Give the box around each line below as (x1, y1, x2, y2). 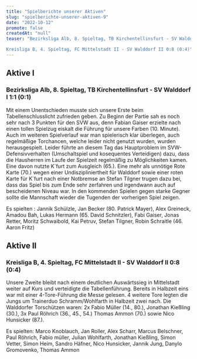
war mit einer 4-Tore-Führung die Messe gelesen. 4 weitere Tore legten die (6, 292, 188, 299)
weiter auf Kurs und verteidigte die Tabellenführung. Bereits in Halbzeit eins (6, 285, 189, 292)
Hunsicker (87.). (6, 316, 45, 323)
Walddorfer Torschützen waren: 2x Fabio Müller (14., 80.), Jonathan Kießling (6, 304, 191, 311)
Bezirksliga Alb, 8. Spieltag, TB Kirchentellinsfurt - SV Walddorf (6, 86, 191, 94)
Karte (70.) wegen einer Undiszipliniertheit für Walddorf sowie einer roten (6, 168, 184, 176)
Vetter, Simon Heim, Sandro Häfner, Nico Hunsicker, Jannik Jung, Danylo (6, 340, 182, 347)
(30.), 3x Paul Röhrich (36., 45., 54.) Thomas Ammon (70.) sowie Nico (6, 310, 175, 317)
